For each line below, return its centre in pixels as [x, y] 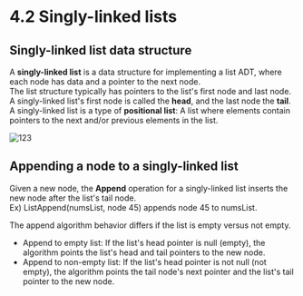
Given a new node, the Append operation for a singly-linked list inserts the [149, 188]
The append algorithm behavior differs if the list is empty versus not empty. [150, 225]
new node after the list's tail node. [73, 198]
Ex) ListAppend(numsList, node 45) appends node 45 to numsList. [133, 207]
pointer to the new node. [68, 281]
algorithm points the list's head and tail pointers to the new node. [144, 252]
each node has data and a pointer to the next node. [105, 82]
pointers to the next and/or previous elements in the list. [114, 120]
